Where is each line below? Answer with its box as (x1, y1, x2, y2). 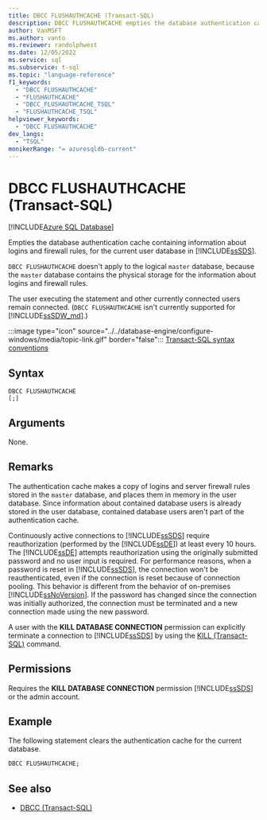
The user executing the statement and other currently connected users (8, 294, 241, 303)
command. (26, 638, 62, 649)
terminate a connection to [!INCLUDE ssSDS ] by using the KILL (8, 631, 212, 640)
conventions (8, 343, 49, 353)
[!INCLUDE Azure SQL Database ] (8, 222, 114, 232)
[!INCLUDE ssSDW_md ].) (8, 311, 89, 321)
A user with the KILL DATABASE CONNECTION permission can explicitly (8, 622, 246, 631)
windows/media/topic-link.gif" (8, 335, 107, 345)
